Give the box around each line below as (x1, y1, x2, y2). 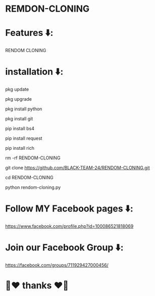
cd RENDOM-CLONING (5, 175, 54, 181)
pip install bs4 (5, 125, 34, 132)
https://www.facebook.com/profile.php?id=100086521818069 (5, 223, 134, 229)
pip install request (5, 135, 42, 142)
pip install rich (5, 145, 34, 151)
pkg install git (5, 116, 33, 122)
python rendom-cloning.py (5, 184, 61, 190)
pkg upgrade (5, 96, 32, 102)
